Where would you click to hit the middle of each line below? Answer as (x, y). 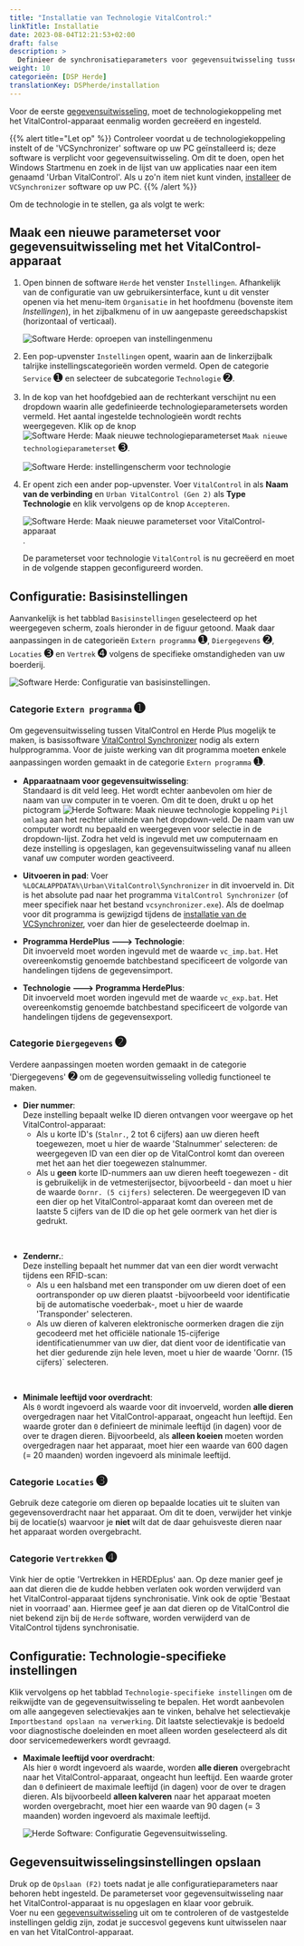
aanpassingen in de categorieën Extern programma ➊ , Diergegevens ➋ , (142, 640)
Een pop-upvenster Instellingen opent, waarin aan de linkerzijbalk (147, 357)
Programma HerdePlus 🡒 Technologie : (104, 941)
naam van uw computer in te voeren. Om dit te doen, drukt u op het (148, 800)
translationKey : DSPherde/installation (85, 85)
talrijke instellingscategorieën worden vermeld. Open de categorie (146, 366)
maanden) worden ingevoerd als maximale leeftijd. (116, 1816)
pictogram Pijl (155, 809)
